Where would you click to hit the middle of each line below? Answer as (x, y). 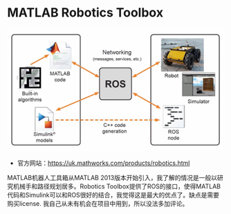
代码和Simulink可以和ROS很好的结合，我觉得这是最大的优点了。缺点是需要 (113, 195)
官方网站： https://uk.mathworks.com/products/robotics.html (103, 163)
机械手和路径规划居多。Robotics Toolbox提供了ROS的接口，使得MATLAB (117, 186)
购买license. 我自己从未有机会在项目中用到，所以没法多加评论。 (98, 203)
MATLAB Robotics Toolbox (85, 13)
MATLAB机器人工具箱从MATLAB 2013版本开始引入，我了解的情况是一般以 (112, 177)
